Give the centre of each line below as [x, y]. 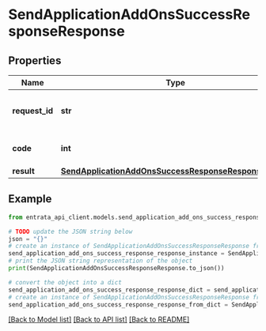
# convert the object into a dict [65, 282]
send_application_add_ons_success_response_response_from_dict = [118, 305]
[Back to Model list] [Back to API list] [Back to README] [99, 320]
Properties [35, 60]
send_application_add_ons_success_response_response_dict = [110, 290]
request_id [33, 111]
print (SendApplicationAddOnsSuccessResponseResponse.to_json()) [116, 269]
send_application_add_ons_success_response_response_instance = [116, 254]
